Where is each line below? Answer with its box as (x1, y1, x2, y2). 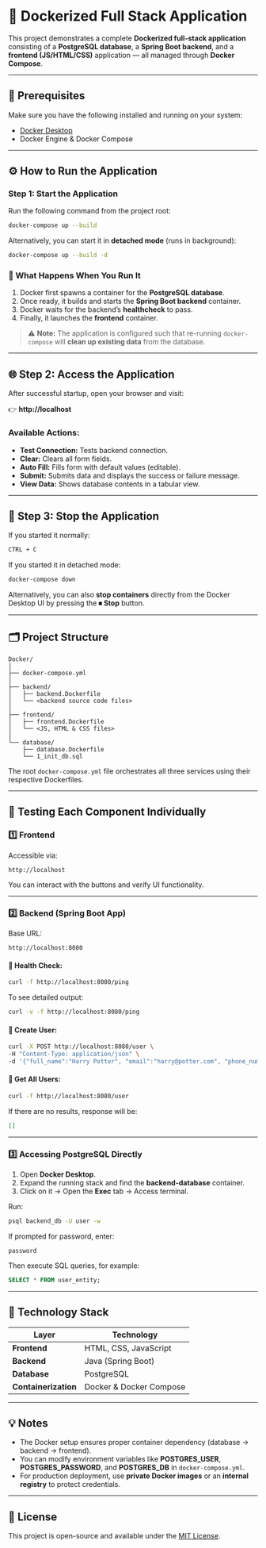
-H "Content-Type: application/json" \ (8, 1050, 140, 1058)
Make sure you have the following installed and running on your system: (8, 110, 243, 120)
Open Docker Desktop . (19, 1170, 97, 1179)
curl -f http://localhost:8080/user (8, 1092, 129, 1100)
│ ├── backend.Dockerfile (8, 689, 101, 697)
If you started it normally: (8, 531, 90, 540)
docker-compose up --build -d (8, 252, 108, 259)
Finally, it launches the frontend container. (19, 313, 158, 323)
